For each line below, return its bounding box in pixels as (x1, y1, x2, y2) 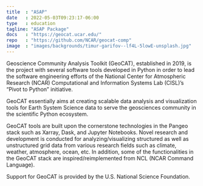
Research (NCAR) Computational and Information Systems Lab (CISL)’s (6, 79, 184, 86)
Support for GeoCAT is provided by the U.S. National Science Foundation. (6, 173, 190, 180)
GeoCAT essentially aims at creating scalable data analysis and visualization (6, 97, 197, 104)
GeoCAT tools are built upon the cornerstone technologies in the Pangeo (6, 122, 188, 129)
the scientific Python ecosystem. (6, 110, 89, 118)
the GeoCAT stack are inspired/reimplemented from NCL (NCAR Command (6, 154, 194, 162)
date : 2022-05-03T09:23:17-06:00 (6, 15, 99, 21)
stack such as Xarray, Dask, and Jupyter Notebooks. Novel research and (6, 129, 188, 136)
